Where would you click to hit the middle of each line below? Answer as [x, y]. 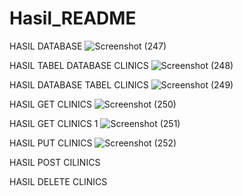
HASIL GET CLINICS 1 [54, 123]
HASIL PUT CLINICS [51, 143]
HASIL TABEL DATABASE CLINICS [79, 65]
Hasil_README [73, 18]
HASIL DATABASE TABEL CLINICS [79, 84]
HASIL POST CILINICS [55, 162]
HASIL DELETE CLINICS [58, 181]
